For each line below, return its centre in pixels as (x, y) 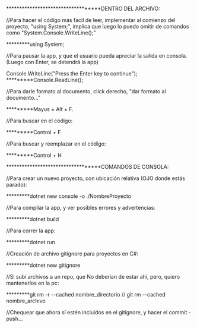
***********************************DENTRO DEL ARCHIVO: (83, 9)
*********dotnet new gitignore (43, 265)
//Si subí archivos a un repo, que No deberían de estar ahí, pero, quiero (93, 277)
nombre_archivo (26, 301)
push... (15, 318)
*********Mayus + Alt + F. (40, 109)
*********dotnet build (33, 219)
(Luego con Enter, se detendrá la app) (53, 62)
